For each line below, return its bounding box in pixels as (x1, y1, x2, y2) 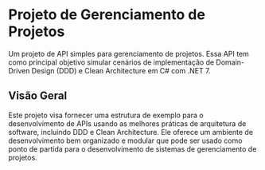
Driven (8, 65, 30, 75)
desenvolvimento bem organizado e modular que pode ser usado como (8, 136, 243, 145)
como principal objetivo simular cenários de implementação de (8, 57, 215, 67)
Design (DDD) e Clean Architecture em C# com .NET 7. (31, 65, 211, 75)
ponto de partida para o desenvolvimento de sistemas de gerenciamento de (8, 144, 257, 153)
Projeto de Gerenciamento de (8, 6, 205, 24)
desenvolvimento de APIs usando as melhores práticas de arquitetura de (8, 118, 247, 128)
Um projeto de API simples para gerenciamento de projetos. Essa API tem (8, 49, 249, 58)
